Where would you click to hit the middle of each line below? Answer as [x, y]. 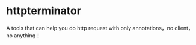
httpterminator [44, 11]
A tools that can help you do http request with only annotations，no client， [100, 28]
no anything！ [23, 35]
